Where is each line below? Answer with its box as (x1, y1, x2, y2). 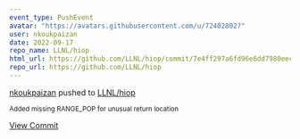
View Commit (9, 119, 59, 130)
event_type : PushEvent (9, 12, 94, 22)
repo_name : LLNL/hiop (9, 46, 90, 55)
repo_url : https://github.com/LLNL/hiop (9, 63, 162, 72)
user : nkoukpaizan (9, 29, 78, 38)
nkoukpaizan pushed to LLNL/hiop (9, 86, 136, 98)
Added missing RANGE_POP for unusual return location (9, 104, 179, 113)
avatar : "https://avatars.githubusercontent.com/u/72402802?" (9, 21, 246, 30)
